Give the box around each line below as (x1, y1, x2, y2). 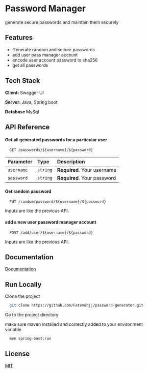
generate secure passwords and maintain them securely (5, 19, 119, 25)
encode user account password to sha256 (12, 57, 98, 63)
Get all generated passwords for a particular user (5, 136, 107, 143)
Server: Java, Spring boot (5, 99, 58, 105)
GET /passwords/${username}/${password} (9, 148, 93, 153)
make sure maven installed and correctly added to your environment (5, 321, 143, 327)
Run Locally (5, 280, 42, 288)
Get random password (5, 188, 51, 194)
